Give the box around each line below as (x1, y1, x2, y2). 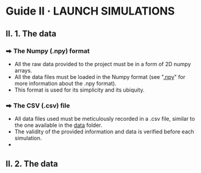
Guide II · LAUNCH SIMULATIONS (5, 4, 175, 18)
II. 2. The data (5, 158, 58, 169)
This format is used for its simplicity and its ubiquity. (14, 86, 145, 93)
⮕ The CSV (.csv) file (5, 101, 70, 110)
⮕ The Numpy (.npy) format (5, 47, 90, 55)
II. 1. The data (5, 29, 57, 39)
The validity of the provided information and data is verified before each (14, 128, 194, 135)
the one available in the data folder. (14, 121, 102, 129)
